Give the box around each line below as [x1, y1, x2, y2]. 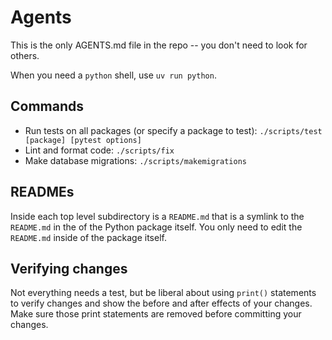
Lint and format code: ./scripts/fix [24, 144, 175, 156]
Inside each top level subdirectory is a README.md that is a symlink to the [10, 210, 305, 222]
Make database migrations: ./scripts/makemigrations [24, 154, 247, 166]
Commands [10, 98, 85, 115]
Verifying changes [10, 260, 128, 277]
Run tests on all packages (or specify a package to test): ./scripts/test [24, 124, 323, 136]
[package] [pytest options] [24, 135, 142, 145]
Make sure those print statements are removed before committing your [10, 308, 302, 320]
